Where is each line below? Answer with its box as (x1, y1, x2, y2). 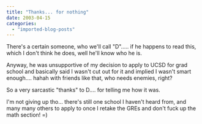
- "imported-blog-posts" (12, 26, 75, 33)
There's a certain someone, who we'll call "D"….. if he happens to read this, (6, 43, 196, 50)
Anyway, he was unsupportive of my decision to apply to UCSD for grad (6, 61, 188, 69)
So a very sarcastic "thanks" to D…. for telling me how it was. (6, 87, 160, 94)
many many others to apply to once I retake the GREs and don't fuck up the (6, 105, 196, 112)
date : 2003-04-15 (6, 15, 51, 21)
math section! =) (6, 111, 48, 118)
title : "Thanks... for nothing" (6, 9, 89, 15)
